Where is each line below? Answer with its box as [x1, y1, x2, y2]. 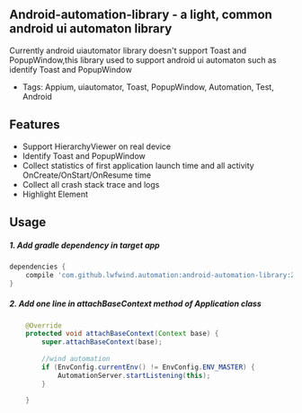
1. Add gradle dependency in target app [9, 240, 160, 250]
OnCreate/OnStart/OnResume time [22, 170, 151, 180]
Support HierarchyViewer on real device [22, 141, 172, 152]
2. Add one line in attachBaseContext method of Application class [9, 298, 262, 309]
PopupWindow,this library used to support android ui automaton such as [9, 54, 277, 66]
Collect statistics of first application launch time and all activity [22, 160, 254, 171]
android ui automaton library [9, 22, 173, 37]
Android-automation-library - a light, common [9, 7, 272, 22]
